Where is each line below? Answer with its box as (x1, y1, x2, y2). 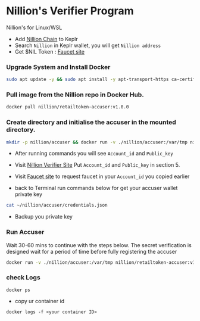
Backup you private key (14, 213, 73, 220)
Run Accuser (6, 228, 45, 236)
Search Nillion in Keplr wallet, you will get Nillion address (14, 42, 161, 49)
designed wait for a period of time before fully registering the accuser (6, 248, 177, 255)
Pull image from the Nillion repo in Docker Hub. (6, 91, 144, 99)
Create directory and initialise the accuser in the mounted (6, 118, 177, 126)
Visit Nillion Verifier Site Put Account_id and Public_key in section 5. (14, 161, 180, 169)
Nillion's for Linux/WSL (6, 24, 62, 31)
